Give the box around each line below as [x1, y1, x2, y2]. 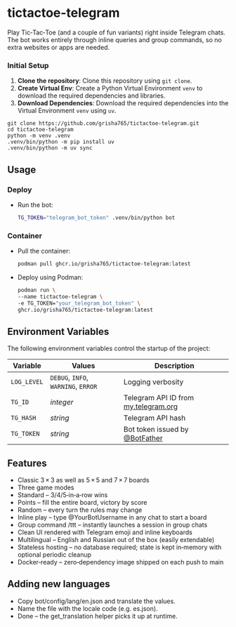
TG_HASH [11, 414, 37, 422]
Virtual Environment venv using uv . [17, 107, 117, 115]
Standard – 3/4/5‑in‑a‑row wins [17, 491, 108, 499]
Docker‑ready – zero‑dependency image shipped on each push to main [17, 558, 224, 567]
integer [50, 397, 74, 407]
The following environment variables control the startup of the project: [7, 344, 211, 352]
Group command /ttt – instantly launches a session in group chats [17, 521, 208, 529]
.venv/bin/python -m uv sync [7, 145, 93, 152]
